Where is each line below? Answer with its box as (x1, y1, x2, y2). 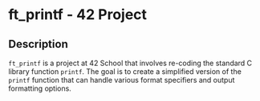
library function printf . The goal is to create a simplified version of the (8, 67, 242, 76)
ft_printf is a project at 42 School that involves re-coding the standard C (8, 58, 253, 68)
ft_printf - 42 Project (8, 6, 147, 24)
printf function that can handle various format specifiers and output (8, 76, 235, 84)
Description (8, 37, 68, 51)
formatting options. (8, 84, 72, 93)
